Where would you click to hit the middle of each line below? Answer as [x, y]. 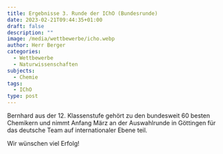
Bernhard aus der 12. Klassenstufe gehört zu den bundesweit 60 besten [109, 116]
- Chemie [26, 77]
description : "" [30, 33]
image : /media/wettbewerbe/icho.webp [61, 39]
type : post [23, 97]
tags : [15, 84]
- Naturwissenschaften [46, 64]
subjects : [21, 70]
